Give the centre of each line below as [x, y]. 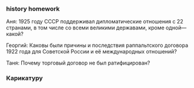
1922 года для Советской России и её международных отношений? [91, 52]
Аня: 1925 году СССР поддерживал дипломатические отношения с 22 [95, 22]
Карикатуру [24, 78]
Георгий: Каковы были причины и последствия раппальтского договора [97, 45]
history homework [33, 9]
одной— [176, 28]
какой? [15, 34]
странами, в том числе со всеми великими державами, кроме [86, 28]
